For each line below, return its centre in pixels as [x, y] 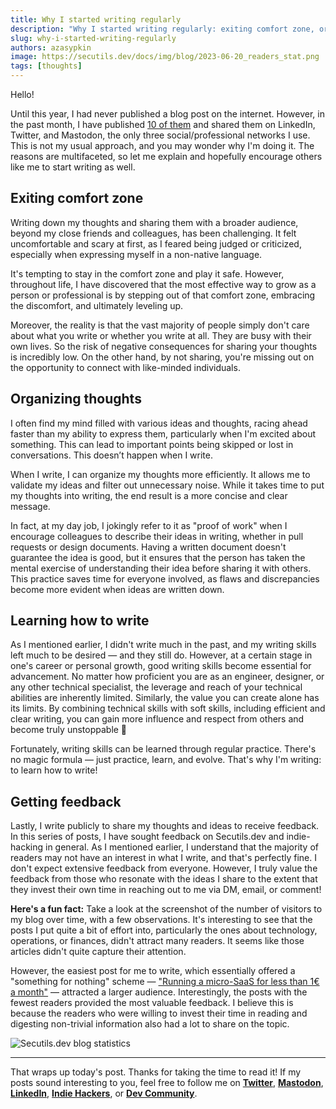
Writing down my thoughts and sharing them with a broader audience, [154, 222]
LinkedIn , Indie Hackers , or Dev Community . [104, 1093]
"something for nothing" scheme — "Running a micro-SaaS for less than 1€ [165, 982]
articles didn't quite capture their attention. [98, 952]
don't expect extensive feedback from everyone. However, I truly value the [164, 868]
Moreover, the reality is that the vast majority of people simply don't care [160, 325]
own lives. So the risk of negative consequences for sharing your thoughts [164, 346]
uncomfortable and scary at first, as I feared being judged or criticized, [156, 243]
